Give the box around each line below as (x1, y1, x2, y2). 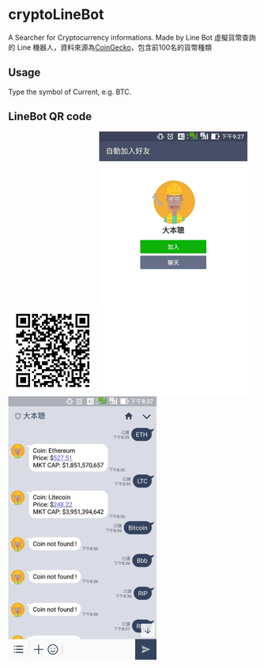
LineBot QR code (8, 110, 92, 123)
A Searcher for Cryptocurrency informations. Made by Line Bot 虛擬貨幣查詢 (8, 32, 257, 42)
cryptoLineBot (8, 6, 104, 24)
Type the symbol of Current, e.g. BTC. (8, 87, 132, 96)
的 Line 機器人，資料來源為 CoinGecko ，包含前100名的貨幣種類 (8, 42, 212, 52)
